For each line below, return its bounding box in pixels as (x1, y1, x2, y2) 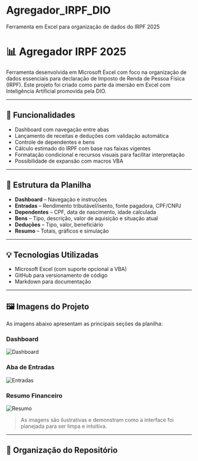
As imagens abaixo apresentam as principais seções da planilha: (6, 320, 163, 327)
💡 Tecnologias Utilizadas (6, 250, 99, 260)
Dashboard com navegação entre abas (14, 125, 109, 133)
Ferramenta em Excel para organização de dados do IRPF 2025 (6, 23, 160, 30)
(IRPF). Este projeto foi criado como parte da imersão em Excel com (6, 81, 171, 88)
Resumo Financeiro (6, 391, 63, 399)
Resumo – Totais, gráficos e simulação (14, 227, 109, 234)
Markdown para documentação (14, 278, 91, 285)
